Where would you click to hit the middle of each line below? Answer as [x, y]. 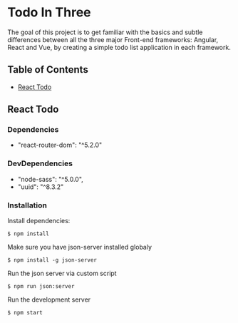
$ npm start [25, 313]
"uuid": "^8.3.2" [41, 187]
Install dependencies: [39, 221]
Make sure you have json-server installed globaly [79, 247]
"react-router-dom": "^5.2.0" [60, 145]
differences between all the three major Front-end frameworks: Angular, [113, 39]
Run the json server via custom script [62, 273]
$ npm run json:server [41, 287]
